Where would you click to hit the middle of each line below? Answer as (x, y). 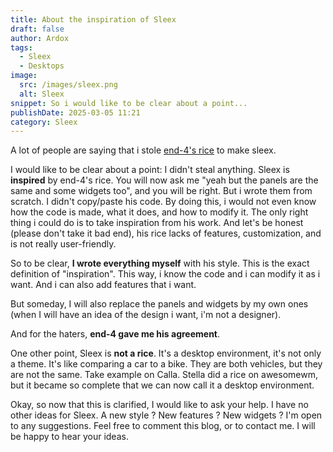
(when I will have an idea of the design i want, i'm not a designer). (146, 315)
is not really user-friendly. (63, 244)
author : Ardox (40, 38)
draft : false (37, 29)
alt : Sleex (42, 94)
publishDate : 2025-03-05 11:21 (75, 112)
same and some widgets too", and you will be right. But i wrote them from (161, 191)
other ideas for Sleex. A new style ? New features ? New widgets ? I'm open (166, 415)
